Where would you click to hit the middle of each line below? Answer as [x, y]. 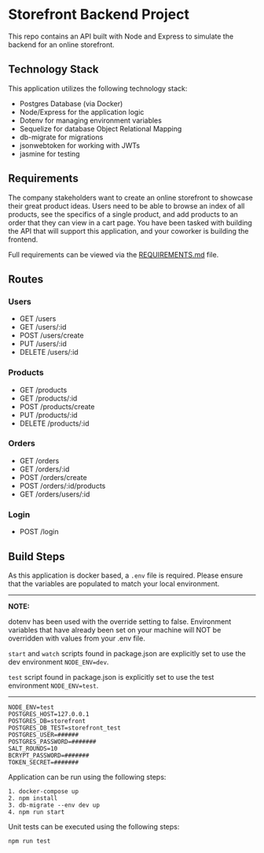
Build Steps [37, 556]
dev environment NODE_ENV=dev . [59, 662]
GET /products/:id [48, 398]
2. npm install [33, 798]
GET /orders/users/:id [55, 494]
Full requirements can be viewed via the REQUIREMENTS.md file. [114, 254]
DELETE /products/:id [54, 423]
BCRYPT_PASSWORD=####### [49, 755]
